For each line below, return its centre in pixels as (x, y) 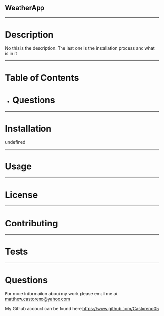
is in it (11, 53)
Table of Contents (42, 78)
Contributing (31, 223)
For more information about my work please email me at (61, 293)
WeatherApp (25, 8)
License (21, 195)
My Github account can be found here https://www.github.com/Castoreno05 (82, 308)
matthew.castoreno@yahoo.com (38, 299)
